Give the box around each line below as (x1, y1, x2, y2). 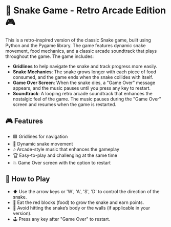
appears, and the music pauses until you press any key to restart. (12, 85, 151, 91)
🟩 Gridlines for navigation (12, 133, 68, 139)
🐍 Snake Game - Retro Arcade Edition (5, 5, 166, 16)
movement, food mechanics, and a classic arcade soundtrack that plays (5, 48, 157, 54)
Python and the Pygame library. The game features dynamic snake (5, 42, 146, 48)
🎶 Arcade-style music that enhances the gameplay (12, 146, 119, 152)
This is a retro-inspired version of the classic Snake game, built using (5, 37, 151, 43)
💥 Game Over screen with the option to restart (12, 159, 111, 166)
